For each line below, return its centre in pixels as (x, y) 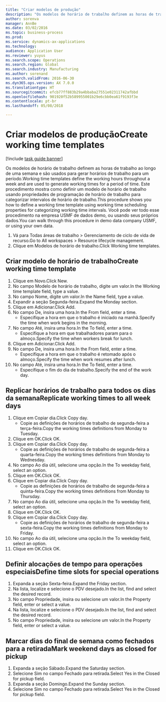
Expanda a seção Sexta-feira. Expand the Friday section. (70, 584)
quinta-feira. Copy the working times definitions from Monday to (85, 491)
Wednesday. (33, 460)
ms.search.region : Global (32, 65)
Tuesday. (29, 434)
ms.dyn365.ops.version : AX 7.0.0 (40, 83)
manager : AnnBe (21, 23)
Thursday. (30, 496)
